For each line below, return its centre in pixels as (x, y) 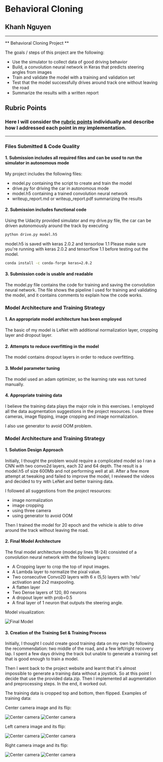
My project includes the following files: (44, 174)
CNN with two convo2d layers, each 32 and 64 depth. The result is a (73, 466)
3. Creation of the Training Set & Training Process (56, 632)
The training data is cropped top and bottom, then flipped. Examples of (76, 693)
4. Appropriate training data (33, 395)
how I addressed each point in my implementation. (66, 128)
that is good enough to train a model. (42, 659)
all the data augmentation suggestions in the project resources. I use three (79, 411)
